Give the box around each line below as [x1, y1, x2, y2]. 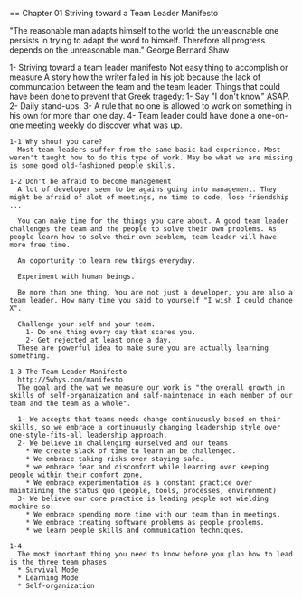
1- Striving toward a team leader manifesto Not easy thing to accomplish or [9, 63, 288, 72]
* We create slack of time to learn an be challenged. [25, 447, 237, 456]
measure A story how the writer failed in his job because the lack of [9, 72, 261, 82]
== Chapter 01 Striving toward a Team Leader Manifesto [9, 8, 219, 18]
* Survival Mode [17, 565, 79, 575]
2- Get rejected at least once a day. [25, 335, 172, 344]
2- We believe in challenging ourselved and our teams [17, 439, 229, 448]
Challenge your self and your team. [17, 320, 156, 329]
